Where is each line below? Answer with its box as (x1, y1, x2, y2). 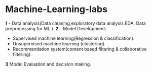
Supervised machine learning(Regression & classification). (12, 35, 135, 41)
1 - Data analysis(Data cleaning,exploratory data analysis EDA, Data (5, 20, 146, 26)
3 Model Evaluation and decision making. (5, 61, 91, 67)
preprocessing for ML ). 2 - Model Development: (5, 25, 106, 31)
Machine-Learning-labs (5, 4, 108, 15)
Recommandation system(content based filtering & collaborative (12, 46, 147, 52)
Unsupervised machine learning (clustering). (12, 40, 106, 46)
